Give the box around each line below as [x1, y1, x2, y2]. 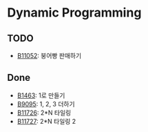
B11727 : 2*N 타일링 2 [17, 117, 76, 125]
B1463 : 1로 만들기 [17, 91, 65, 100]
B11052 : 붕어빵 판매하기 [17, 52, 82, 59]
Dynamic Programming [7, 5, 142, 21]
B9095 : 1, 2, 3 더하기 [17, 100, 75, 108]
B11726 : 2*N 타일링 [17, 109, 72, 117]
